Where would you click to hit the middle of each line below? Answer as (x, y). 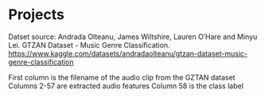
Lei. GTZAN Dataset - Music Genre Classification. (89, 45)
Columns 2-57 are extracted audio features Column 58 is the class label (126, 86)
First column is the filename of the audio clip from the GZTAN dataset (122, 77)
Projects (37, 15)
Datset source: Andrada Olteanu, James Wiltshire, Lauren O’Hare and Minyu (133, 37)
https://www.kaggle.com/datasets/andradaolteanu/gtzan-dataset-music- (128, 53)
